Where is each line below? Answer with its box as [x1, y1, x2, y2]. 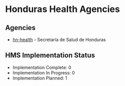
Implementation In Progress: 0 [12, 69, 75, 75]
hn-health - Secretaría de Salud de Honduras [12, 36, 106, 42]
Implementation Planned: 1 [12, 75, 67, 81]
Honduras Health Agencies [5, 3, 120, 15]
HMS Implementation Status [5, 51, 95, 59]
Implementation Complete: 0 [12, 64, 72, 70]
